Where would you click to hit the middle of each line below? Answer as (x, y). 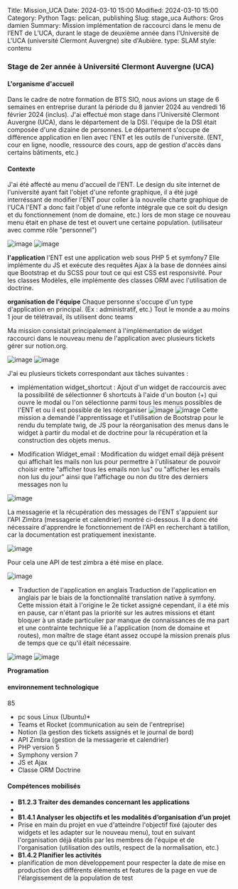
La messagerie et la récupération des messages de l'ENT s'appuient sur (113, 512)
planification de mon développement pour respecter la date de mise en (121, 863)
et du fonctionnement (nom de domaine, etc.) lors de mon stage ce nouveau (119, 215)
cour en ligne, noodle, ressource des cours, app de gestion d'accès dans (114, 145)
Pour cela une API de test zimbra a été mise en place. (86, 562)
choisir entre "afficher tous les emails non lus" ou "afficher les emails (119, 469)
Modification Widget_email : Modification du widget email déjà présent (121, 454)
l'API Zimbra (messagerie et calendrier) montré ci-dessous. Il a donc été (113, 520)
